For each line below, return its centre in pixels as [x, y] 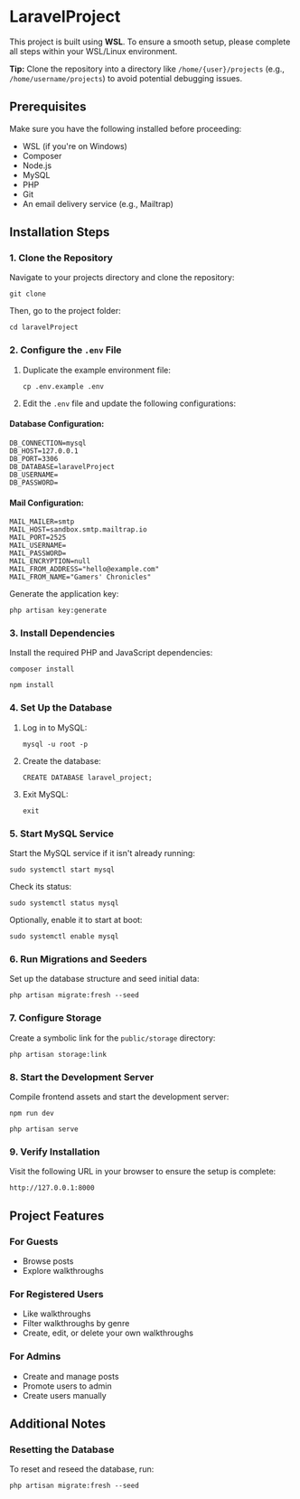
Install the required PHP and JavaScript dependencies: [111, 653]
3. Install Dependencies [62, 633]
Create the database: [61, 760]
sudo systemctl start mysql [62, 870]
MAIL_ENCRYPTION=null [50, 561]
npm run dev [32, 1113]
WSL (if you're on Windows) [75, 146]
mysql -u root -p [55, 744]
